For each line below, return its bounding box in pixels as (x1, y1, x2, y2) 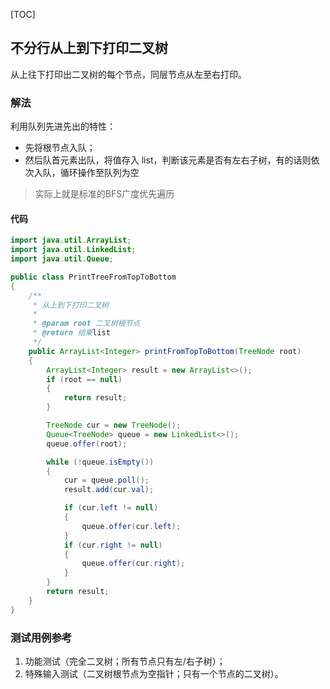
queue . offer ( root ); (46, 439, 128, 449)
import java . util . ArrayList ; (10, 235, 132, 246)
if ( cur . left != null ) (63, 503, 159, 513)
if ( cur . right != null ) (63, 540, 163, 550)
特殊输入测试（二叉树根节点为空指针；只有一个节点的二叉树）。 (24, 667, 284, 679)
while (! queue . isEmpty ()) (46, 457, 155, 467)
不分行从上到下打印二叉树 (10, 40, 168, 57)
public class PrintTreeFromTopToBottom (10, 272, 177, 282)
